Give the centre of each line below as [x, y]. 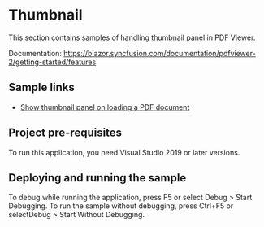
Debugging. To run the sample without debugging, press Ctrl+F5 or [121, 206]
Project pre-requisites [65, 133]
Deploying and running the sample [97, 178]
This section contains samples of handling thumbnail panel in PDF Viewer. [132, 37]
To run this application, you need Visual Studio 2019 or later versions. [124, 152]
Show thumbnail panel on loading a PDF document [105, 107]
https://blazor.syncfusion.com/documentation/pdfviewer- [160, 53]
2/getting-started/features [52, 62]
